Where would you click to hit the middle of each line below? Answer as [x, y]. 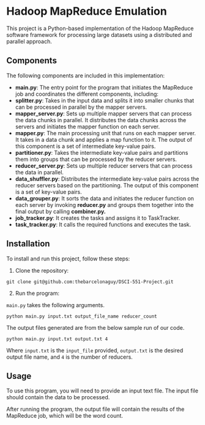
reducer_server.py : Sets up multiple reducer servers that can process [104, 166]
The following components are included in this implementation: [86, 76]
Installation [28, 244]
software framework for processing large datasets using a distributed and [99, 34]
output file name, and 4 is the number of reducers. [69, 357]
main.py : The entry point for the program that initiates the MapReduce [104, 87]
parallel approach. [29, 41]
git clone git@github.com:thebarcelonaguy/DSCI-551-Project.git [90, 282]
